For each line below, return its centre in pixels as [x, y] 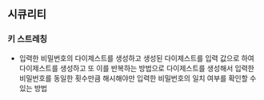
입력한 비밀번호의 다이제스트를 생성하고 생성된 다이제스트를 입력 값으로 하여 [137, 58]
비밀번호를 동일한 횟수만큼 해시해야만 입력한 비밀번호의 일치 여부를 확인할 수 [138, 78]
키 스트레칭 [28, 39]
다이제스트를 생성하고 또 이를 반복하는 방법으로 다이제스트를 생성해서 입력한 [137, 68]
